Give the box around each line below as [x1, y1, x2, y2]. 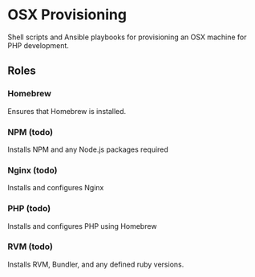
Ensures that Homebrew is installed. [7, 106, 127, 116]
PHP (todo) [7, 203, 51, 214]
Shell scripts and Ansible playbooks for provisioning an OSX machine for [7, 32, 247, 42]
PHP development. [7, 40, 70, 50]
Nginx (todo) [7, 165, 58, 176]
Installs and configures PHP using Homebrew [7, 221, 157, 230]
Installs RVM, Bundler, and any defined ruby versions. [7, 259, 184, 269]
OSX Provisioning [7, 6, 127, 24]
